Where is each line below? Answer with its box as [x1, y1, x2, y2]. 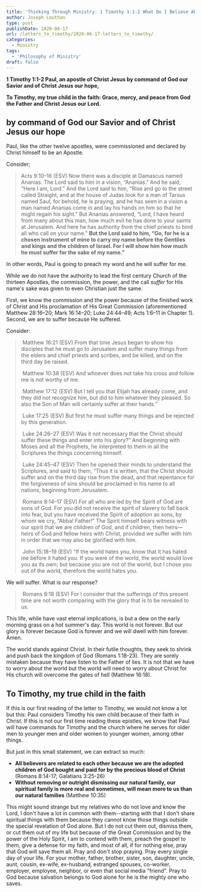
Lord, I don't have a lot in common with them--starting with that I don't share [6, 810, 195, 817]
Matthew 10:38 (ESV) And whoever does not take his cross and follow [22, 370, 194, 377]
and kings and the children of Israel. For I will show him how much [20, 243, 188, 250]
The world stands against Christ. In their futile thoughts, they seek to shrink [6, 646, 192, 653]
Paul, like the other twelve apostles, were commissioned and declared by [6, 142, 187, 150]
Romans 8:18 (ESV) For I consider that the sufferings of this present [22, 590, 188, 598]
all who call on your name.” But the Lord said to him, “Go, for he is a [20, 229, 190, 237]
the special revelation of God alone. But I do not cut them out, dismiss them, [6, 822, 193, 830]
